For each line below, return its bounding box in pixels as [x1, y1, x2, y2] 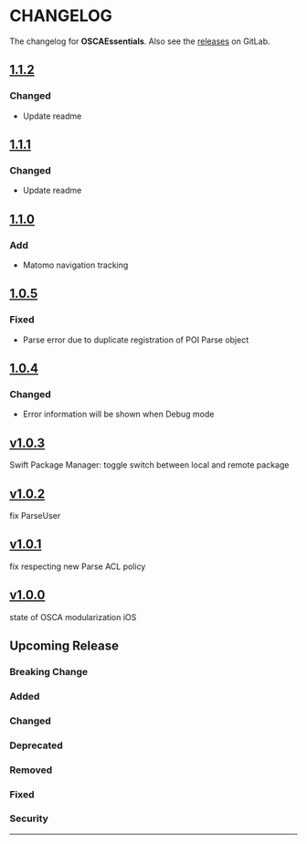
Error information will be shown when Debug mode [22, 408, 215, 420]
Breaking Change [9, 665, 89, 678]
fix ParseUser [9, 511, 61, 521]
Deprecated [9, 739, 64, 752]
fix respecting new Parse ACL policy [9, 561, 146, 572]
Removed [9, 764, 53, 776]
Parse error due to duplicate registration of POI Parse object [22, 334, 249, 345]
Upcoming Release [9, 638, 119, 654]
